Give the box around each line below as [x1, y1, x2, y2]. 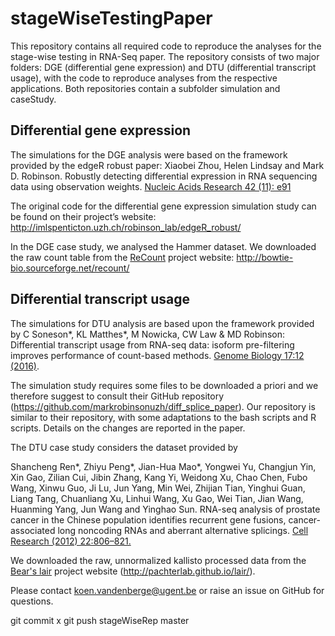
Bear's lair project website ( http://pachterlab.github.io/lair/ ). [10, 565, 256, 577]
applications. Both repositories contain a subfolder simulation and [10, 82, 281, 94]
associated [10, 524, 56, 536]
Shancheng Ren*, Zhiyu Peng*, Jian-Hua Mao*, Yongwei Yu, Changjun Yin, [10, 460, 317, 472]
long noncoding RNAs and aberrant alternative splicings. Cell [57, 524, 309, 536]
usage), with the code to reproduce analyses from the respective [10, 72, 278, 84]
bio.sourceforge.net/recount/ [10, 262, 130, 274]
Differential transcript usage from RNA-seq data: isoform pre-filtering [10, 338, 295, 351]
